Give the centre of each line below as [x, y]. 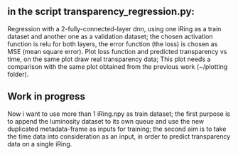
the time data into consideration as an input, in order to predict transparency [119, 136]
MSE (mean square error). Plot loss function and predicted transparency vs [117, 51]
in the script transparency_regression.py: [101, 12]
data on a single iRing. [40, 144]
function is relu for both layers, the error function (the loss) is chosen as [113, 44]
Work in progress [46, 96]
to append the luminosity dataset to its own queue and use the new [106, 121]
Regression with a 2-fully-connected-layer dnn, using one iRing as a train [114, 28]
